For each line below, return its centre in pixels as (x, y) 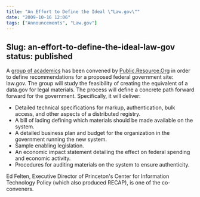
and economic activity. (43, 158)
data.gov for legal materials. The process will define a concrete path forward (100, 90)
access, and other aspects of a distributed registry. (78, 114)
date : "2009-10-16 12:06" (38, 17)
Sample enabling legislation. (50, 146)
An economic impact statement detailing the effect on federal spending (102, 152)
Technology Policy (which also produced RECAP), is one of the (83, 183)
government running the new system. (61, 139)
